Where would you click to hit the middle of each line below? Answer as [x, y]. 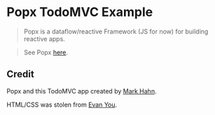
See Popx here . [46, 52]
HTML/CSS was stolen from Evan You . [62, 105]
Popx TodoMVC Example [80, 12]
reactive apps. [44, 38]
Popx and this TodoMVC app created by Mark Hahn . [82, 91]
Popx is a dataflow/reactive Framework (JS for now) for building [116, 31]
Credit [20, 74]
